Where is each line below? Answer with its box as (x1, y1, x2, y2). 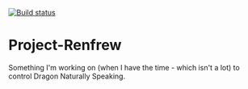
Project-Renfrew (8, 36, 122, 54)
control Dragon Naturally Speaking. (8, 71, 126, 81)
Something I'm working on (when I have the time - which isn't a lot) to (8, 62, 240, 72)
